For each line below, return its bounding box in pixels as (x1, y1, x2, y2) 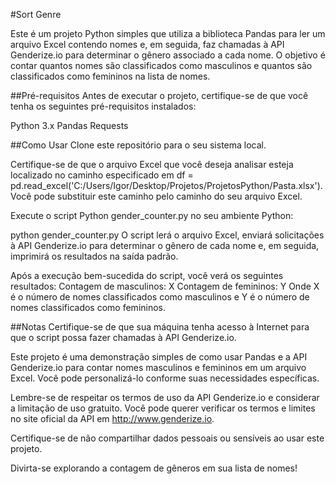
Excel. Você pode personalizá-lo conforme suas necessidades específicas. (10, 372, 320, 384)
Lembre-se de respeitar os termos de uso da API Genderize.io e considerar (10, 392, 320, 403)
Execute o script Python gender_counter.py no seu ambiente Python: (10, 210, 294, 221)
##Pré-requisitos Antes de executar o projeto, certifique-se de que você (10, 90, 309, 101)
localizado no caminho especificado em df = (10, 169, 194, 181)
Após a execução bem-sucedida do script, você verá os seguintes (10, 270, 284, 281)
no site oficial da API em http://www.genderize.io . (10, 413, 215, 424)
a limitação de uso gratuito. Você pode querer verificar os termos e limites (10, 402, 316, 414)
